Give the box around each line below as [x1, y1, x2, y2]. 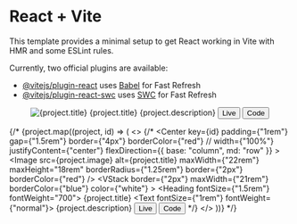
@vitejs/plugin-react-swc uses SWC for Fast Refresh [21, 89, 217, 100]
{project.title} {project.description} [88, 107, 217, 118]
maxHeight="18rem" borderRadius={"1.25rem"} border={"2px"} [9, 163, 243, 175]
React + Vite [9, 6, 103, 27]
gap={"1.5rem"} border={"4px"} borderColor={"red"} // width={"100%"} [9, 136, 275, 146]
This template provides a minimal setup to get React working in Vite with [9, 36, 275, 46]
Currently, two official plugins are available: [9, 62, 169, 73]
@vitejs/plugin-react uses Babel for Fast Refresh [21, 79, 202, 90]
